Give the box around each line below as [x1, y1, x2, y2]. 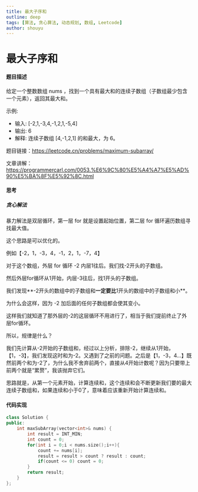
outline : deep [6, 14, 41, 20]
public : [6, 420, 25, 426]
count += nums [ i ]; [37, 447, 83, 454]
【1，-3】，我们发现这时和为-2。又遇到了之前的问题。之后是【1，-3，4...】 [6, 352, 187, 359]
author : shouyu [6, 25, 44, 31]
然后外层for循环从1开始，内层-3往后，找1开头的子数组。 [6, 275, 141, 282]
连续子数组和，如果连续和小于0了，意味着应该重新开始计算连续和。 [6, 387, 170, 394]
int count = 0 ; [27, 437, 65, 443]
